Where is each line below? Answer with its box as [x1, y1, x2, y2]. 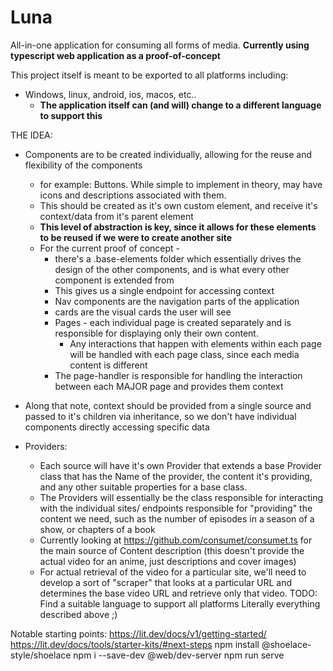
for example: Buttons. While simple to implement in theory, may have [39, 178, 323, 190]
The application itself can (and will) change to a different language [39, 99, 322, 111]
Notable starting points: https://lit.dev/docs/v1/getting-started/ [10, 627, 267, 640]
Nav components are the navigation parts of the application [54, 295, 300, 307]
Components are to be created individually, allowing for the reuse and [24, 148, 312, 160]
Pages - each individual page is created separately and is [54, 316, 292, 328]
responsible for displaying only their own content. [54, 327, 259, 339]
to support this [39, 109, 103, 121]
